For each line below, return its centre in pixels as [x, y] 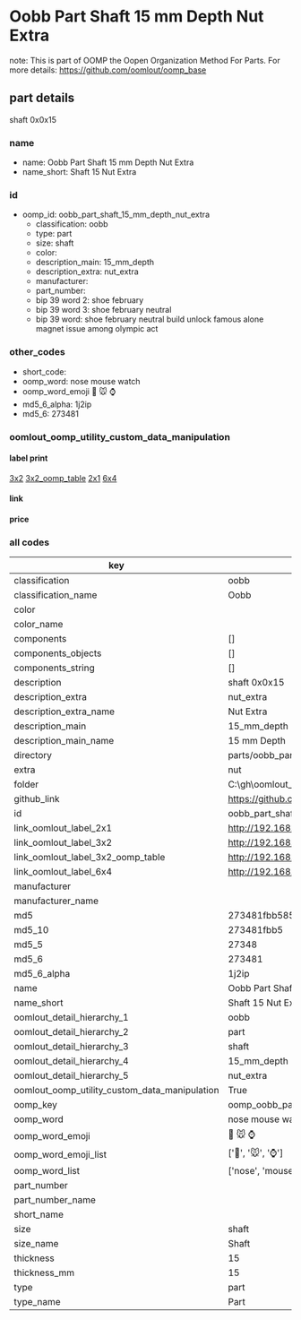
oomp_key [36, 1105]
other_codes [37, 352]
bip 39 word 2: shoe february [90, 300]
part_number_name [55, 1200]
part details [42, 98]
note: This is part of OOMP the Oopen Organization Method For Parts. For [145, 60]
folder [26, 784]
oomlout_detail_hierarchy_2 [71, 1032]
